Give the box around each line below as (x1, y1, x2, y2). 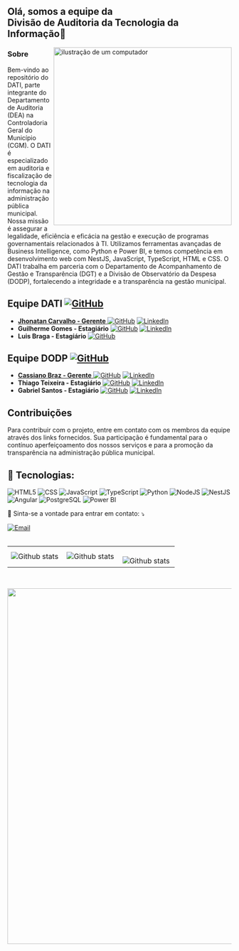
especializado (7, 156, 48, 164)
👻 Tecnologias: (7, 469, 75, 481)
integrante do (7, 88, 47, 97)
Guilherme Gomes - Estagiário (17, 324, 109, 333)
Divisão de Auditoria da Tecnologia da (7, 17, 179, 29)
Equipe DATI (7, 298, 63, 310)
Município (7, 133, 37, 142)
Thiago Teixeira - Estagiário (17, 378, 102, 387)
